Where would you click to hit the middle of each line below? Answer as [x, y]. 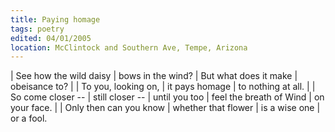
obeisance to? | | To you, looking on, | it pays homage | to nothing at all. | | [163, 87]
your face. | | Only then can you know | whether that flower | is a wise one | [165, 108]
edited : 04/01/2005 [51, 38]
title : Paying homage [55, 19]
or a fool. [29, 118]
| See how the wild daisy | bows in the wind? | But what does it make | [154, 76]
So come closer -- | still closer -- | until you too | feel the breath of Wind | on [167, 97]
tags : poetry [37, 29]
